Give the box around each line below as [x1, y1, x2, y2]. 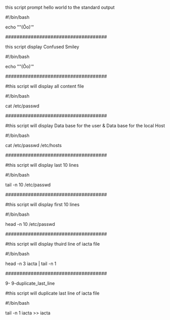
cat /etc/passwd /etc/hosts [5, 142, 62, 148]
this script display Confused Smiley [5, 44, 79, 50]
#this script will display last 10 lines [5, 162, 79, 168]
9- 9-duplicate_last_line [5, 280, 55, 286]
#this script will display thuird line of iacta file [5, 241, 100, 247]
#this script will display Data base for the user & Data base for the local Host [5, 123, 165, 129]
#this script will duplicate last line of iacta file [5, 290, 100, 296]
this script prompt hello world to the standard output [5, 5, 115, 10]
